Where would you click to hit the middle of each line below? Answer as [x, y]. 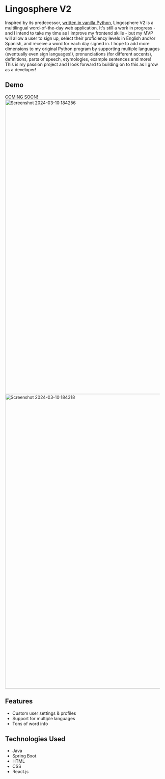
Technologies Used [35, 739]
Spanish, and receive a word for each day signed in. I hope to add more [77, 43]
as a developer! [21, 69]
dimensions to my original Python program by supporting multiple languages [82, 49]
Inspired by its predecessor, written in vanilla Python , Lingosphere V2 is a [79, 23]
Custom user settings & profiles [44, 713]
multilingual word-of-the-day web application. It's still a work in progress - [80, 27]
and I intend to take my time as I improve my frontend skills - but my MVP [79, 33]
